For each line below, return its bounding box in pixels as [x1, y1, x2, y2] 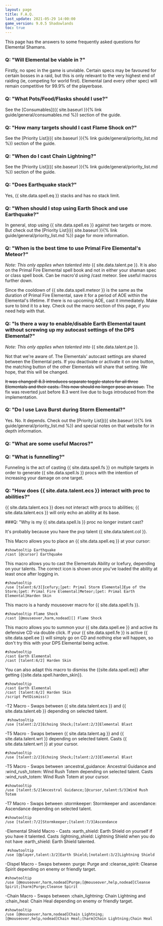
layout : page [5, 7, 32, 12]
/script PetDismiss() [5, 694, 50, 700]
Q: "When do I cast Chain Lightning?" [5, 153, 97, 160]
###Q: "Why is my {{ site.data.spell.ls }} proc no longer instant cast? [5, 519, 143, 525]
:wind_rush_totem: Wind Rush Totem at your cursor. [5, 774, 109, 780]
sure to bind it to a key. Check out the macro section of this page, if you [5, 303, 150, 309]
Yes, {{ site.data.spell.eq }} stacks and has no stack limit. [5, 192, 120, 198]
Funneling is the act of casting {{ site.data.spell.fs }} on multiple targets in [5, 464, 154, 470]
